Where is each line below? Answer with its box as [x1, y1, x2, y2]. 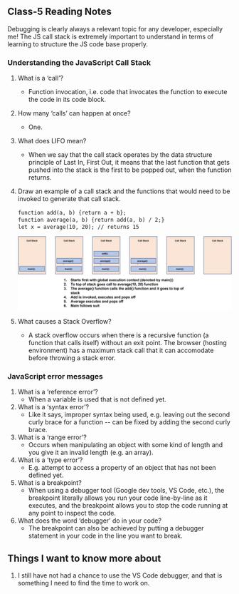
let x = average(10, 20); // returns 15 [17, 224, 139, 231]
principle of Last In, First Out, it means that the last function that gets [28, 158, 230, 167]
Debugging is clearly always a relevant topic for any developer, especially [7, 24, 223, 33]
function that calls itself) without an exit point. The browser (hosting [28, 339, 228, 347]
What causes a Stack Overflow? [17, 317, 112, 326]
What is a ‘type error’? [17, 456, 83, 464]
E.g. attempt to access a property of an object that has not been [28, 464, 216, 472]
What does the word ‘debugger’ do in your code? [17, 516, 162, 525]
